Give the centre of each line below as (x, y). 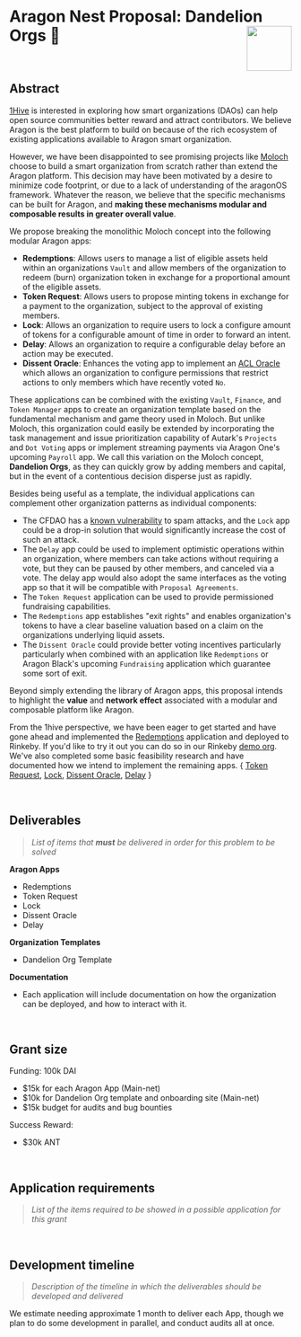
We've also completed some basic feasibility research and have (127, 756)
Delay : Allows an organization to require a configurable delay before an (154, 344)
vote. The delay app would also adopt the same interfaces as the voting (154, 578)
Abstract (34, 89)
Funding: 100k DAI (43, 1071)
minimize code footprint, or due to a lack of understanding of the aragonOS (148, 185)
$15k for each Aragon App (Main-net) (91, 1088)
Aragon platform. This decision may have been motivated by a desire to (141, 175)
